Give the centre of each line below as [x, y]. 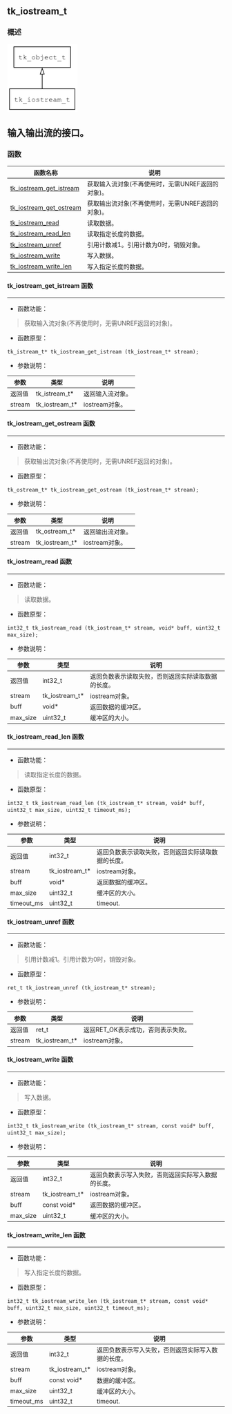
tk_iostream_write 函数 [40, 1060]
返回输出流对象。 [108, 532]
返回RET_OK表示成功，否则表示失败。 [137, 1030]
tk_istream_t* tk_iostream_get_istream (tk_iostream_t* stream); [103, 352]
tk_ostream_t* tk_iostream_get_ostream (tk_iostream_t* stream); [103, 490]
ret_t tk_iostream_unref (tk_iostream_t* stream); [81, 988]
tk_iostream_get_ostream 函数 [51, 423]
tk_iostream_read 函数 [40, 561]
